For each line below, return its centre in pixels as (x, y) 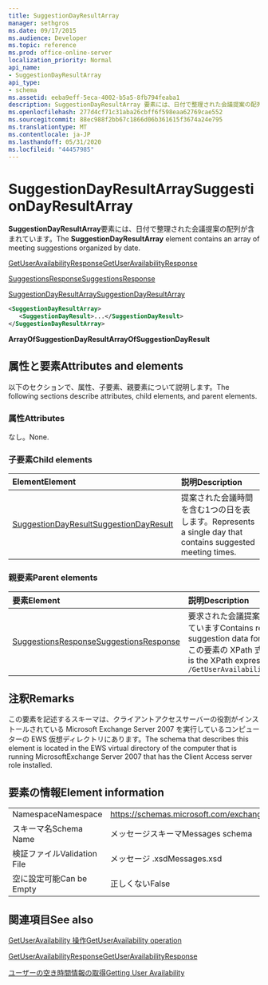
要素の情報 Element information (87, 792)
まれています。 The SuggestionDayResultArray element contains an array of (134, 239)
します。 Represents (218, 522)
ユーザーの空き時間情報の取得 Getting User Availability (97, 973)
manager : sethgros (39, 23)
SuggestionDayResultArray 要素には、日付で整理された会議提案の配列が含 (132, 229)
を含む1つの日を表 (215, 510)
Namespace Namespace (57, 814)
